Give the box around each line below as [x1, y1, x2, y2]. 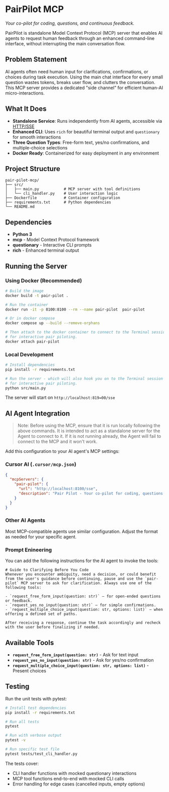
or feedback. [5, 598, 33, 603]
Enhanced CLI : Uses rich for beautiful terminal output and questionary [12, 128, 160, 134]
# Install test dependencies [5, 705, 66, 710]
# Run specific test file [5, 747, 59, 752]
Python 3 [12, 231, 33, 237]
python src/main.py [5, 385, 46, 390]
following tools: [5, 585, 42, 590]
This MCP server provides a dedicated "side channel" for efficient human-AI [5, 85, 163, 91]
